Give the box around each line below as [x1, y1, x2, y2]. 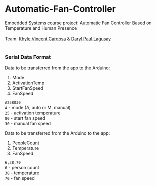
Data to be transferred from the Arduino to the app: [5, 130, 110, 136]
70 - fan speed [5, 175, 35, 181]
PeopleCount [12, 140, 40, 146]
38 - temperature [5, 170, 40, 176]
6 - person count [5, 165, 40, 171]
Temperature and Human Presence [5, 25, 77, 31]
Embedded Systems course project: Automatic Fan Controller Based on [5, 20, 152, 26]
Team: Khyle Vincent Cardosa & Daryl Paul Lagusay [5, 36, 111, 42]
